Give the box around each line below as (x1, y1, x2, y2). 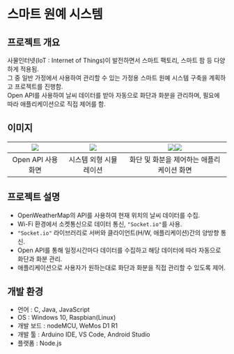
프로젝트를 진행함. (14, 82, 63, 91)
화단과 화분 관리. (17, 254, 63, 263)
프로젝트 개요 (7, 36, 61, 48)
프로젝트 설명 (7, 191, 61, 203)
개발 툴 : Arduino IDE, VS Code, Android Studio (17, 330, 151, 339)
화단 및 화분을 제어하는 (129, 154, 200, 164)
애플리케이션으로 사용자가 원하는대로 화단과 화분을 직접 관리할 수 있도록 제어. (17, 263, 226, 272)
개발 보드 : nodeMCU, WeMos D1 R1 (17, 322, 118, 330)
